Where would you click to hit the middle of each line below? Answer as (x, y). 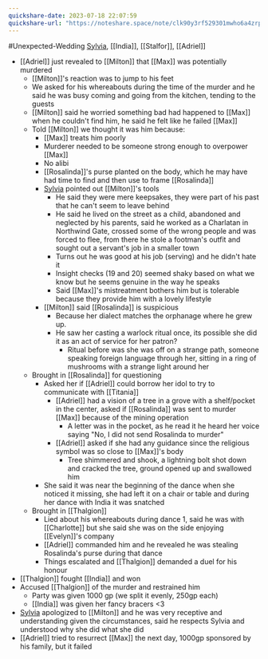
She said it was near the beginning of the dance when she (139, 485)
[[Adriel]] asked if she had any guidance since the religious (152, 443)
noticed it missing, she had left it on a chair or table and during (146, 493)
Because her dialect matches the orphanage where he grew (154, 315)
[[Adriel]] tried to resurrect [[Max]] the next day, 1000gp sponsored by (135, 637)
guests (43, 104)
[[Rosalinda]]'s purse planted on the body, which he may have (146, 172)
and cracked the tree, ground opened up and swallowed (160, 468)
